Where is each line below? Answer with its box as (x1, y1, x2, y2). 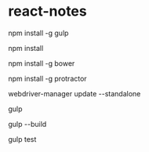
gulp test (8, 134, 37, 143)
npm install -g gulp (8, 28, 69, 38)
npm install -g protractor (8, 74, 88, 83)
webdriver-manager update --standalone (8, 89, 141, 98)
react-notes (8, 2, 88, 20)
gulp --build (8, 119, 47, 128)
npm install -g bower (8, 58, 75, 68)
